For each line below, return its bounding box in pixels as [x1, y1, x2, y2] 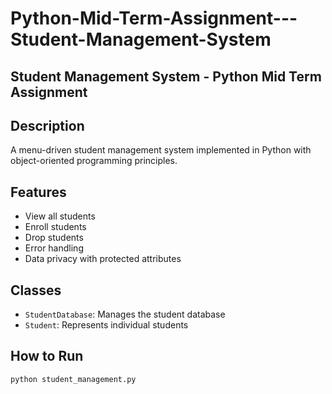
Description [10, 117, 85, 134]
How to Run [10, 348, 84, 365]
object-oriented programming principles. [10, 155, 178, 167]
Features [10, 183, 67, 201]
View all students [24, 210, 96, 222]
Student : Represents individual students [24, 319, 189, 331]
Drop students [24, 232, 84, 244]
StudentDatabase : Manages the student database [24, 308, 226, 321]
